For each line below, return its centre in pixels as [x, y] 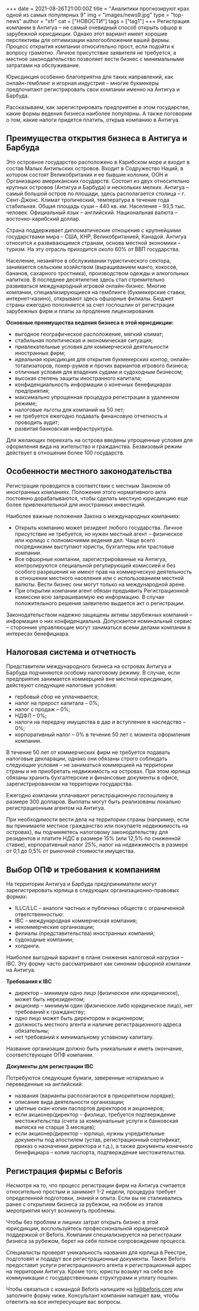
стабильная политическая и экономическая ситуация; [84, 340]
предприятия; [32, 390]
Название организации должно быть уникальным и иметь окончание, [95, 1049]
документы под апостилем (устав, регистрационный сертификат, [98, 1140]
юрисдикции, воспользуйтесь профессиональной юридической [87, 1229]
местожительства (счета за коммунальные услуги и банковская [97, 1121]
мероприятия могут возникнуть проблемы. [61, 1211]
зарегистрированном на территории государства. [70, 784]
